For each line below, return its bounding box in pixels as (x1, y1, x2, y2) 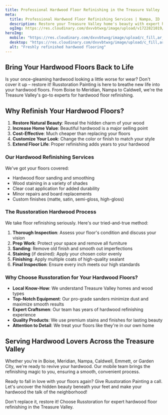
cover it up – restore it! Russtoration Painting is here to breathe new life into (5, 81, 160, 87)
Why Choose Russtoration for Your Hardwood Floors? (5, 273, 138, 280)
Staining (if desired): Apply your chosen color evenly (12, 250, 122, 256)
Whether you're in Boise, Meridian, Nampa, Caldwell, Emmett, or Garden (5, 358, 154, 364)
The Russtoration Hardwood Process (5, 208, 96, 215)
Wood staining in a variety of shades (12, 180, 88, 186)
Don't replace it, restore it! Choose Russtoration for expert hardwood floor (5, 398, 157, 404)
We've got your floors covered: (5, 165, 69, 171)
